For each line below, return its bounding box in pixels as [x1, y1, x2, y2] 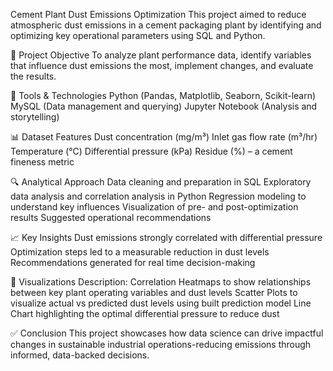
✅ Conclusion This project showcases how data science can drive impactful [10, 327, 324, 339]
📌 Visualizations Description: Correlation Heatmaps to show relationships [10, 276, 312, 288]
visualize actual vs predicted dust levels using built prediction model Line [10, 297, 312, 309]
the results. [10, 70, 57, 82]
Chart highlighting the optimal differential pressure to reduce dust [10, 308, 280, 319]
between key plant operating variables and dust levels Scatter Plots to [10, 287, 298, 298]
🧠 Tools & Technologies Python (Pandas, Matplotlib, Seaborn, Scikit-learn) [10, 90, 317, 101]
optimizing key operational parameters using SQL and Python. [10, 30, 266, 41]
